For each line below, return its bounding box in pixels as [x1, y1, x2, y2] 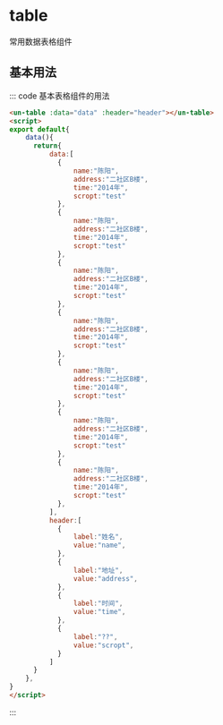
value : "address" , [73, 574, 139, 583]
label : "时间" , [73, 599, 124, 609]
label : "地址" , [73, 566, 124, 575]
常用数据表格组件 [9, 36, 73, 47]
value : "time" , [73, 608, 126, 617]
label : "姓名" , [73, 533, 124, 542]
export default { [9, 124, 70, 134]
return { [32, 141, 63, 150]
